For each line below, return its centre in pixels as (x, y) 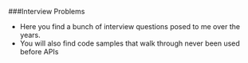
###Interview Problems (47, 11)
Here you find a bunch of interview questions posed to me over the (130, 26)
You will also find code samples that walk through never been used (130, 43)
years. (30, 35)
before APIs (39, 52)
